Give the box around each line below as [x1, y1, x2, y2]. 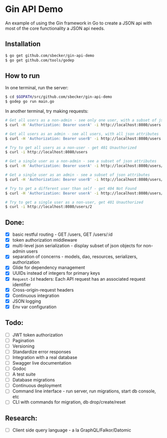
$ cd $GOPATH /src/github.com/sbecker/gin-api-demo [5, 94, 112, 99]
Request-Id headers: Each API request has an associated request [12, 276, 146, 282]
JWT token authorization [12, 332, 63, 338]
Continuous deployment [12, 383, 62, 389]
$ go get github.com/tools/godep [5, 57, 75, 63]
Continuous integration [12, 292, 60, 298]
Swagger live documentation [12, 360, 72, 366]
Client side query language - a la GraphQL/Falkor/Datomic [12, 427, 132, 433]
